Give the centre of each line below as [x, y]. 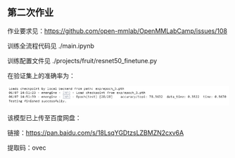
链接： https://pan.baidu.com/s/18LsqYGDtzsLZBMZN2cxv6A [96, 133]
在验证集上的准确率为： [41, 75]
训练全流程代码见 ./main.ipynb [51, 46]
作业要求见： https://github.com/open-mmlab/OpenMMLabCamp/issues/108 [117, 31]
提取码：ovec [27, 148]
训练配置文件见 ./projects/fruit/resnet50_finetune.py [82, 60]
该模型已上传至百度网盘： [44, 118]
